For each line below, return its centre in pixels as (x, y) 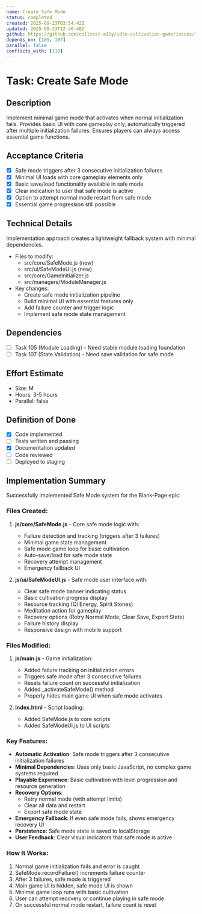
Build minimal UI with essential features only (78, 301)
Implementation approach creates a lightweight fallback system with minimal (101, 238)
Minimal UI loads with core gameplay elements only (79, 177)
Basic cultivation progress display (66, 597)
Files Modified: (29, 645)
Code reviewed (34, 455)
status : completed (29, 17)
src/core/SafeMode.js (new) (59, 262)
